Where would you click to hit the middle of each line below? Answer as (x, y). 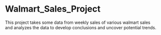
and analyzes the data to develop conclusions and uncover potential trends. (81, 27)
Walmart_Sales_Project (53, 9)
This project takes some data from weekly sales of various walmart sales (78, 22)
